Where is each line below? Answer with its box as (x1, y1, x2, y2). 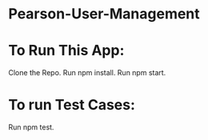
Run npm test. (8, 122, 54, 132)
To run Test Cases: (8, 96, 136, 114)
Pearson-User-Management (8, 5, 200, 23)
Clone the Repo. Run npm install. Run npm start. (8, 68, 166, 78)
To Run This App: (8, 42, 125, 60)
